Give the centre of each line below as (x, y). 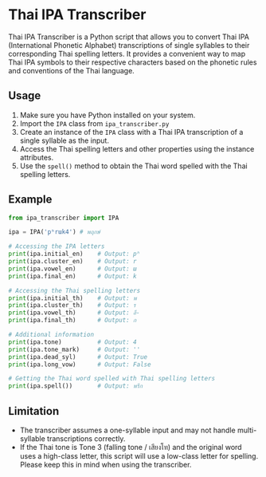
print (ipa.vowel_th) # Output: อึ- (74, 313)
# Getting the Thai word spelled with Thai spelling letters (112, 379)
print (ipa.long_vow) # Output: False (80, 365)
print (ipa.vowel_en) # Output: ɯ (72, 269)
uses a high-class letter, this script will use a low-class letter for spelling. (139, 456)
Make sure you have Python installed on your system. (108, 115)
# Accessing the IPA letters (57, 246)
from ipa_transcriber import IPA (64, 218)
